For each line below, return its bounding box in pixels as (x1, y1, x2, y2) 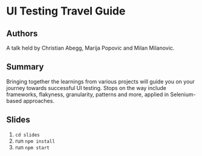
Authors (6, 28, 38, 39)
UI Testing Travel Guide (6, 4, 126, 18)
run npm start (15, 143, 50, 151)
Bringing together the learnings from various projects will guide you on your (6, 77, 195, 85)
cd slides (15, 132, 41, 138)
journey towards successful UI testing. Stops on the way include (6, 84, 166, 91)
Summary (6, 62, 44, 72)
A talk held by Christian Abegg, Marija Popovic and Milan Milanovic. (6, 44, 175, 51)
